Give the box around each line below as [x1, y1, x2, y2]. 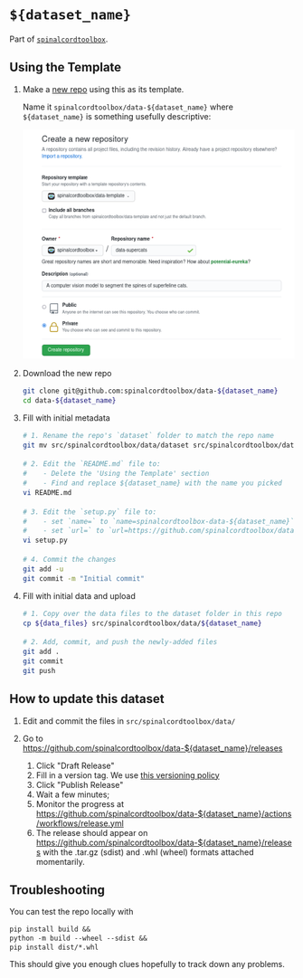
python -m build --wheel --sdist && [9, 934, 147, 944]
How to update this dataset [9, 691, 165, 707]
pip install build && [9, 925, 91, 935]
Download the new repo [22, 367, 112, 378]
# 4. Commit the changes [22, 555, 117, 565]
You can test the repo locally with [9, 907, 134, 917]
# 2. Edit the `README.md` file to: [22, 460, 161, 469]
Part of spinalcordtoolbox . [9, 33, 109, 44]
